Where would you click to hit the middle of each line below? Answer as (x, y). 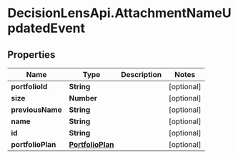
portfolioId (29, 87)
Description (142, 75)
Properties (31, 55)
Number (83, 98)
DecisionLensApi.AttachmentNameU (119, 13)
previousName (36, 110)
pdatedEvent (46, 28)
